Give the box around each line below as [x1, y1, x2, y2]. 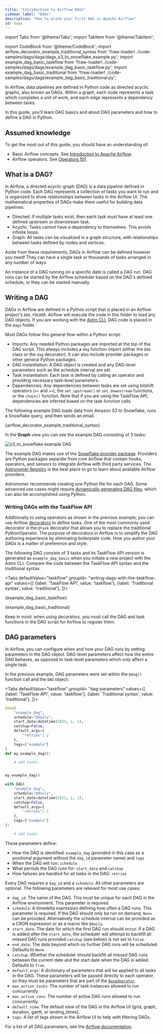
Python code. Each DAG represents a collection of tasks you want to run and [5, 189, 159, 194]
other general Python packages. [12, 356, 77, 362]
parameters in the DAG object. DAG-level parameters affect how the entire [5, 651, 154, 657]
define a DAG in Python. [5, 114, 53, 120]
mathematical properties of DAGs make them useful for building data [5, 199, 143, 205]
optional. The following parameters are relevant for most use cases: [5, 885, 141, 891]
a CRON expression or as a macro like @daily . [12, 921, 104, 926]
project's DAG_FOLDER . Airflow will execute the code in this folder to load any [5, 311, 156, 318]
